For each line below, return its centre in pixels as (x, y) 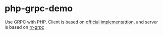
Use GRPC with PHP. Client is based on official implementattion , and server (81, 22)
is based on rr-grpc (25, 27)
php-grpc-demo (39, 9)
